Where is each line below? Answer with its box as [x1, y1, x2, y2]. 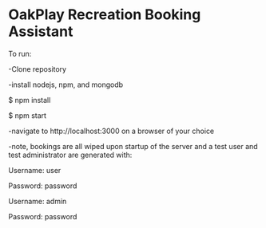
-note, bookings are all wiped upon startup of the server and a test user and [8, 141, 258, 151]
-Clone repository [8, 64, 66, 73]
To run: [8, 49, 32, 58]
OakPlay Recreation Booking [8, 6, 201, 24]
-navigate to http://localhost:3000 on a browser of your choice [8, 126, 215, 136]
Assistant [8, 22, 73, 41]
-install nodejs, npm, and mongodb [8, 80, 124, 89]
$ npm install [8, 95, 51, 104]
